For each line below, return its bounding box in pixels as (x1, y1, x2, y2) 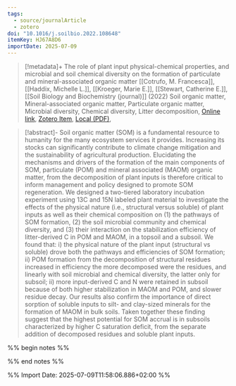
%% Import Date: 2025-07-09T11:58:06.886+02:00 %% (7, 371, 171, 379)
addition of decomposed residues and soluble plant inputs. (24, 330, 196, 338)
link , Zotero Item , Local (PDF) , (24, 115, 111, 123)
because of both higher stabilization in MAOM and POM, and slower (24, 285, 222, 293)
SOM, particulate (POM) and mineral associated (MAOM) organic (24, 166, 213, 174)
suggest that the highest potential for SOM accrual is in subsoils (24, 315, 211, 323)
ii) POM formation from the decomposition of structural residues (24, 255, 211, 264)
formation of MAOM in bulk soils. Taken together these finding (24, 307, 206, 316)
